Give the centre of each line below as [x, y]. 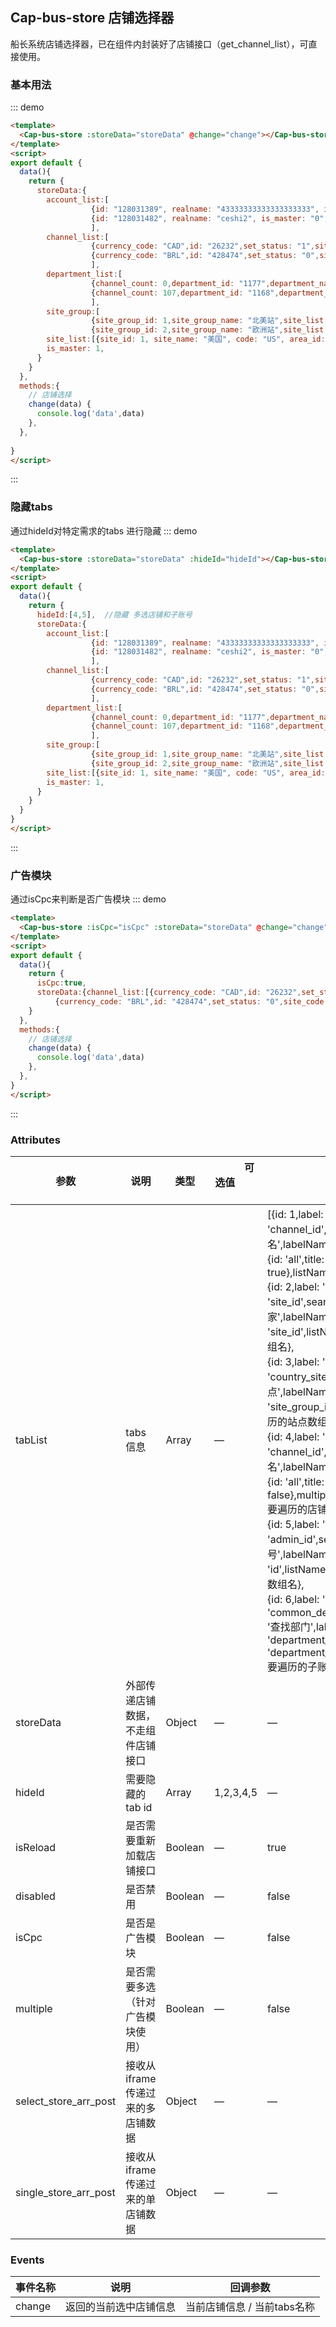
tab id [139, 1807]
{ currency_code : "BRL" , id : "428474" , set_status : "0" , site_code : [191, 1002]
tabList [31, 1440]
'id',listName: [298, 1569]
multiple [34, 2008]
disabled [35, 1896]
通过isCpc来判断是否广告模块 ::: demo [88, 899]
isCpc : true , [61, 983]
